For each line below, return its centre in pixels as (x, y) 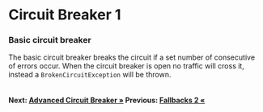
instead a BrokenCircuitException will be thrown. (90, 75)
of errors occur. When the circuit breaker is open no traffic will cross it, (126, 66)
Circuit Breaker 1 (65, 15)
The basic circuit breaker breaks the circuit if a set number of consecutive (132, 57)
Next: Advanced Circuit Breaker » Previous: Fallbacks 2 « (107, 100)
